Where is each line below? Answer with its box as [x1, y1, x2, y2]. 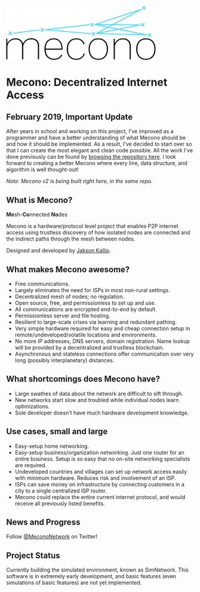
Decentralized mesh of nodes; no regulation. [14, 293, 125, 300]
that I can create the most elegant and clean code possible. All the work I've [6, 147, 193, 154]
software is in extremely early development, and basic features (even [6, 573, 177, 580]
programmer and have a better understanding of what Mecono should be [6, 134, 186, 142]
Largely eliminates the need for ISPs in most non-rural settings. [14, 286, 170, 293]
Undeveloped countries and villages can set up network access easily [14, 468, 187, 475]
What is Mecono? [6, 195, 73, 205]
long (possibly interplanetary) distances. [14, 356, 115, 363]
